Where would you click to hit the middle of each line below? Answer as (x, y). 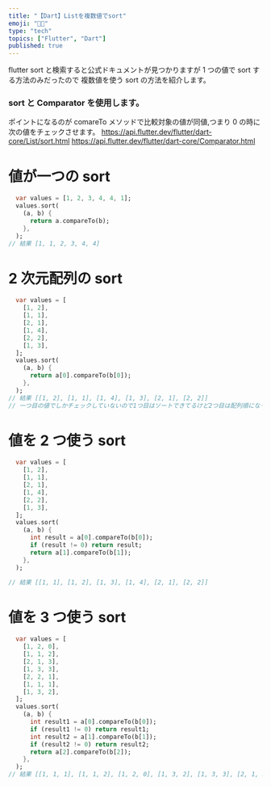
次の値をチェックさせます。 (54, 132)
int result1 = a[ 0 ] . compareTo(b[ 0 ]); (93, 722)
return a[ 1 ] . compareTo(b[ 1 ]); (80, 553)
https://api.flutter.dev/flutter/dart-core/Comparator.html (163, 141)
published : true (35, 46)
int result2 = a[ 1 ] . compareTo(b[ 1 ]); (93, 737)
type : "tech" (30, 31)
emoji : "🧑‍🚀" (28, 23)
